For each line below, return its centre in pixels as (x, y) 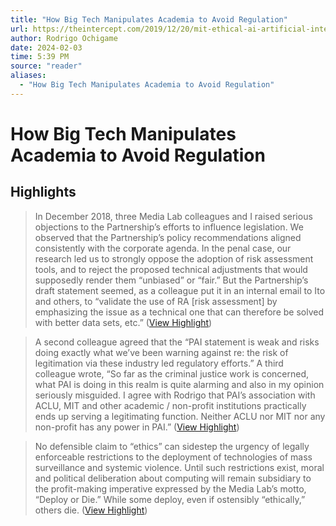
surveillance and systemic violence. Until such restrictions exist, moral (179, 467)
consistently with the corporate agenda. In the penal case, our (163, 248)
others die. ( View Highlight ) (91, 510)
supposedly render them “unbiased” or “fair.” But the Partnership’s (171, 280)
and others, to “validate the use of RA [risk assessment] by (156, 301)
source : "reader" (46, 66)
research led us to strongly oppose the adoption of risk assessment (174, 258)
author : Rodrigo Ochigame (64, 38)
